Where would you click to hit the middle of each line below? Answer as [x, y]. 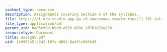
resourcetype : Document [30, 33]
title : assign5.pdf [25, 38]
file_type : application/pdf [34, 24]
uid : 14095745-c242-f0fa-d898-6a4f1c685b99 [51, 42]
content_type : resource [30, 10]
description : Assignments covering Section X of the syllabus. [72, 14]
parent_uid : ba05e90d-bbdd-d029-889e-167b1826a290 [59, 28]
